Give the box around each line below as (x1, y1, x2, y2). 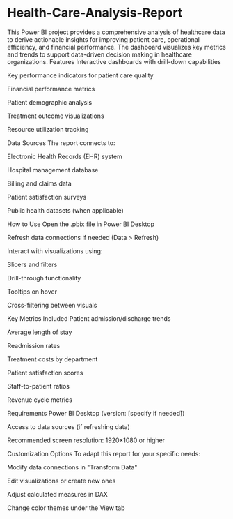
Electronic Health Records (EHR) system (7, 152, 123, 160)
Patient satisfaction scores (7, 368, 83, 377)
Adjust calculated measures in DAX (7, 490, 108, 498)
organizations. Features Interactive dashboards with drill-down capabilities (7, 57, 221, 66)
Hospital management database (7, 165, 99, 174)
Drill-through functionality (7, 273, 81, 282)
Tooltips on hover (7, 287, 58, 296)
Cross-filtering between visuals (7, 301, 97, 309)
